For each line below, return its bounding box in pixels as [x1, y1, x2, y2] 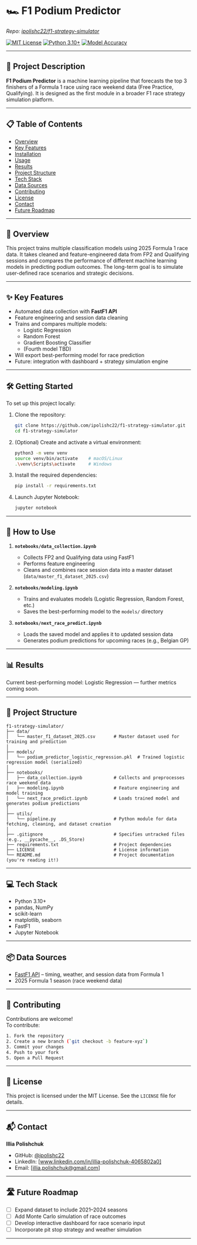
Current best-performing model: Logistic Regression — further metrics [6, 678, 177, 685]
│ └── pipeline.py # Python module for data [6, 815, 177, 822]
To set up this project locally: [6, 400, 76, 407]
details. [6, 1098, 24, 1106]
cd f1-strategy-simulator [14, 428, 78, 434]
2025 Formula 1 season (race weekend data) [14, 977, 123, 984]
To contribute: [6, 1021, 40, 1028]
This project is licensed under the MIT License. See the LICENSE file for [6, 1092, 176, 1100]
